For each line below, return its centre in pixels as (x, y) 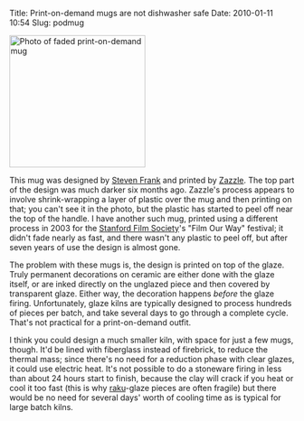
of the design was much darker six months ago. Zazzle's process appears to (152, 190)
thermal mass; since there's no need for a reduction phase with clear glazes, (152, 359)
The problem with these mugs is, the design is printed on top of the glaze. (147, 265)
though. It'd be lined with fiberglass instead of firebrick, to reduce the (139, 350)
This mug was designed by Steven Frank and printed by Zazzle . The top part (152, 180)
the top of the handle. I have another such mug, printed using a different (144, 219)
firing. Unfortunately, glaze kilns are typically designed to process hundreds (151, 303)
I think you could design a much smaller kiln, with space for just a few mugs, (152, 340)
